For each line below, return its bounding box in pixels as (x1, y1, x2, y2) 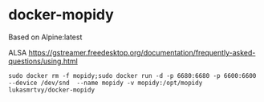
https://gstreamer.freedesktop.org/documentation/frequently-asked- (28, 47, 256, 57)
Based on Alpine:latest (8, 32, 83, 42)
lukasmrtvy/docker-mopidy (8, 86, 95, 94)
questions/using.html (8, 56, 78, 66)
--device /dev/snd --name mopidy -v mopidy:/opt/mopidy (8, 79, 203, 87)
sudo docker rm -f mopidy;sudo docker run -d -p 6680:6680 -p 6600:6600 (8, 71, 257, 80)
